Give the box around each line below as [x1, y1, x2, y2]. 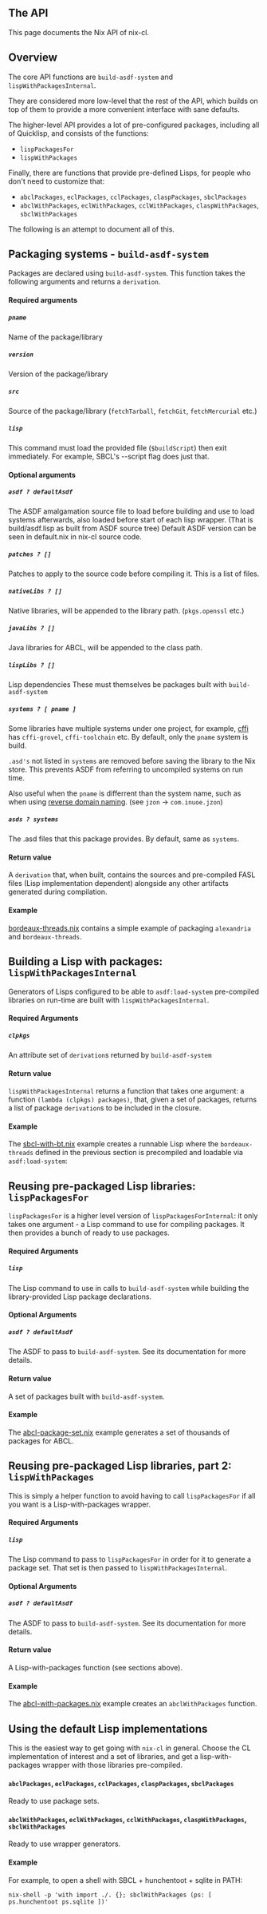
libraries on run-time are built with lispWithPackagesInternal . [8, 995, 210, 1005]
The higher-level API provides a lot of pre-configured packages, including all [8, 120, 260, 129]
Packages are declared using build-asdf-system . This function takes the [8, 268, 245, 278]
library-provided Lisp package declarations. [8, 1292, 152, 1301]
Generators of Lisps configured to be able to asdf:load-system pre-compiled [8, 987, 260, 996]
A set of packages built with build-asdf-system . [8, 1392, 165, 1401]
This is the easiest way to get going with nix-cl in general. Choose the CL [8, 1743, 251, 1753]
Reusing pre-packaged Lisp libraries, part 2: [8, 1459, 232, 1473]
